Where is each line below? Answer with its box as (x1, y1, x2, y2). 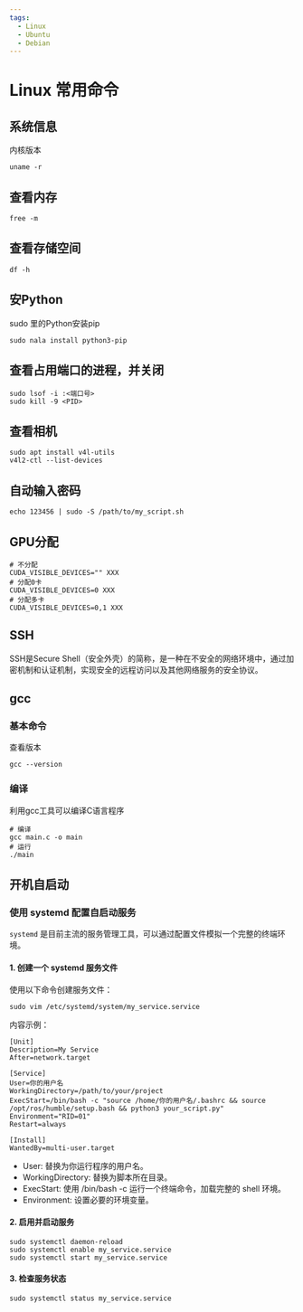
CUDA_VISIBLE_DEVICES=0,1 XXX (9, 603, 124, 612)
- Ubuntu (17, 30, 51, 39)
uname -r (9, 163, 43, 172)
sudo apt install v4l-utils (9, 448, 116, 458)
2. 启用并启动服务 (9, 1217, 75, 1228)
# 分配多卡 (9, 595, 45, 604)
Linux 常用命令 (9, 80, 119, 100)
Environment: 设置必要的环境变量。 (22, 1194, 154, 1205)
